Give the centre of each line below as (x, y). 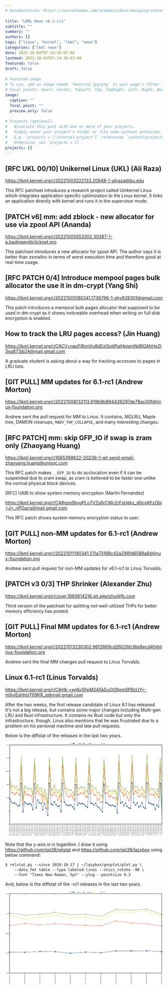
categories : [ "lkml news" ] (33, 48)
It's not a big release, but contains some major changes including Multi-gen (83, 710)
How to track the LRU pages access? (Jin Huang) (83, 334)
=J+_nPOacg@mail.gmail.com (36, 508)
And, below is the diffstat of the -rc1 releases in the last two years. (73, 884)
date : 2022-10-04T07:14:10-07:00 (40, 53)
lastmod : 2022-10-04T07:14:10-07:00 (43, 58)
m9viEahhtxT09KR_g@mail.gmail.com (44, 695)
